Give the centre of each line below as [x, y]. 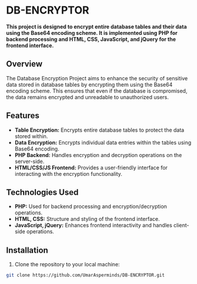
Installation [27, 250]
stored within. [31, 136]
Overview [24, 64]
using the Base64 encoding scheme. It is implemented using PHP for [92, 32]
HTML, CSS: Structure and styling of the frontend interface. [87, 219]
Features [23, 116]
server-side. [29, 161]
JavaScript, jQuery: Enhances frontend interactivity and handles [93, 226]
